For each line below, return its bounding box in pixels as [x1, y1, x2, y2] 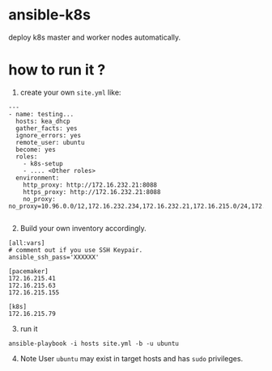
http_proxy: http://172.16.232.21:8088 [23, 180, 158, 189]
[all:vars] [8, 238, 45, 247]
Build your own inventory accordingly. [19, 223, 147, 233]
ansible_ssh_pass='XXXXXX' [8, 253, 100, 261]
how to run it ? [8, 61, 106, 79]
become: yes [15, 145, 57, 154]
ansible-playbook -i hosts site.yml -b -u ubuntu [8, 339, 180, 348]
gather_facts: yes [15, 124, 79, 133]
